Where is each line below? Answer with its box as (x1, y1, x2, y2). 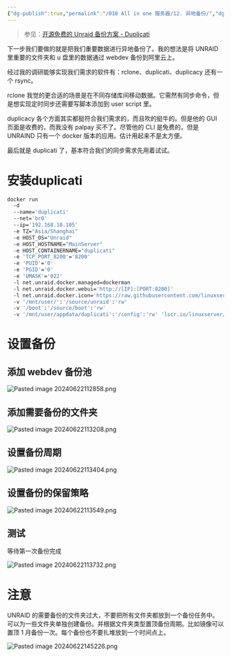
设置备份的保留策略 (7, 487, 89, 499)
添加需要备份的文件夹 (7, 406, 98, 418)
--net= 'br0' (13, 215, 48, 222)
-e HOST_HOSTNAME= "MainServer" (13, 240, 103, 248)
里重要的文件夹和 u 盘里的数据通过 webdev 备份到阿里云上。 (7, 53, 179, 61)
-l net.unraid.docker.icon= (13, 292, 94, 299)
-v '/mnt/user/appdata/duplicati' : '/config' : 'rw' (13, 311, 158, 318)
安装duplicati (7, 173, 82, 188)
